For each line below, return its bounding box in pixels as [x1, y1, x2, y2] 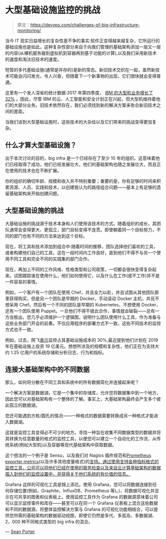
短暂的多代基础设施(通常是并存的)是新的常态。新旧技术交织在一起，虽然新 [5, 66, 156, 72]
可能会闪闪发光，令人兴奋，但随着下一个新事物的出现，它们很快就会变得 [9, 73, 157, 79]
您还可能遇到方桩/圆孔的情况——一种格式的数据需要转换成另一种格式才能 [5, 413, 154, 419]
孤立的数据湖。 [9, 402, 40, 408]
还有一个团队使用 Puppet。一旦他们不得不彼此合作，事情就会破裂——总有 [5, 308, 156, 314]
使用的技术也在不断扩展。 [9, 167, 62, 174]
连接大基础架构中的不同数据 [5, 365, 90, 373]
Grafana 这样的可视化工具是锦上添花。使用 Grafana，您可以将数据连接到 [5, 481, 153, 487]
